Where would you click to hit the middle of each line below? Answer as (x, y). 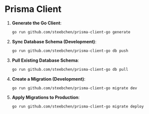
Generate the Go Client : (37, 23)
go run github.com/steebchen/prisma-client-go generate (71, 32)
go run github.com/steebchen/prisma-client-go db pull (70, 69)
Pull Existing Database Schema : (45, 60)
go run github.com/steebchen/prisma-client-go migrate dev (74, 88)
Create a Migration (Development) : (49, 79)
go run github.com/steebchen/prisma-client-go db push (70, 51)
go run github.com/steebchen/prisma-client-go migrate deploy (78, 107)
